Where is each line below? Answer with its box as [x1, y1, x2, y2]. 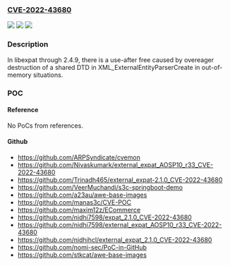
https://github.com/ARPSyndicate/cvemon [17, 153, 141, 162]
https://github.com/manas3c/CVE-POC [17, 198, 132, 206]
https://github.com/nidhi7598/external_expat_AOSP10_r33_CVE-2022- [17, 220, 222, 229]
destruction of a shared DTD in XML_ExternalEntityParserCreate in [7, 63, 200, 71]
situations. [32, 71, 63, 79]
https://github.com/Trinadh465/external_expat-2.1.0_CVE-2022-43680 [17, 175, 223, 184]
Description [7, 40, 49, 49]
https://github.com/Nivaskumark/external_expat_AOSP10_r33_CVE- [17, 160, 214, 169]
